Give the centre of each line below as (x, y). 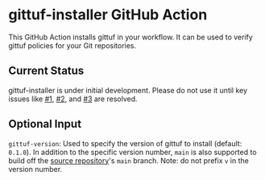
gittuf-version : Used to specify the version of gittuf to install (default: (125, 143)
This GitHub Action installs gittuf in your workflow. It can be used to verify (131, 37)
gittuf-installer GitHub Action (108, 15)
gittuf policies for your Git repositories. (72, 45)
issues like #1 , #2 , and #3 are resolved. (73, 99)
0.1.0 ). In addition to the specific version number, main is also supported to (132, 152)
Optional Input (45, 124)
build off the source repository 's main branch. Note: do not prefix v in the (129, 160)
